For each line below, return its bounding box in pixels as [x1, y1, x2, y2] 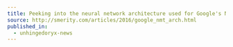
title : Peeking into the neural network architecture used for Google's [7, 10, 222, 17]
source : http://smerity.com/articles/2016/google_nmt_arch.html [7, 17, 197, 23]
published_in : [7, 23, 49, 30]
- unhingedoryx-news [13, 29, 73, 37]
